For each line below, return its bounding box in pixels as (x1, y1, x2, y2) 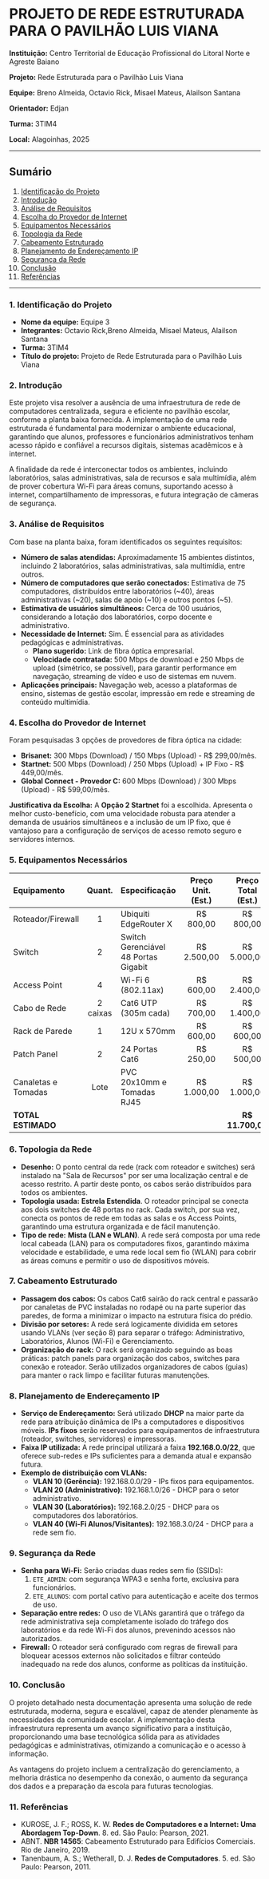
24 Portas (120, 1044, 158, 1055)
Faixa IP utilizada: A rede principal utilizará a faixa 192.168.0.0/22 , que (20, 1442, 255, 1452)
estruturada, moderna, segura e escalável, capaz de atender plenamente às (9, 1706, 259, 1716)
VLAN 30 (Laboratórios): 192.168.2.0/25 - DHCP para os (32, 1503, 220, 1512)
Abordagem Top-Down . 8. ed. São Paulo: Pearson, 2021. (20, 1828, 209, 1838)
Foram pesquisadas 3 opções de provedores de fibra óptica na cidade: (9, 734, 243, 745)
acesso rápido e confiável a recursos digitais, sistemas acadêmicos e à (9, 441, 243, 450)
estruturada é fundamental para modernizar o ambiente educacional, (9, 424, 236, 433)
